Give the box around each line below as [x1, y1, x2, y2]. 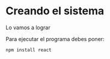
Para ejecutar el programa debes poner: [5, 35, 105, 42]
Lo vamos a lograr [5, 24, 50, 31]
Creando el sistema [5, 4, 105, 18]
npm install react [5, 46, 52, 53]
